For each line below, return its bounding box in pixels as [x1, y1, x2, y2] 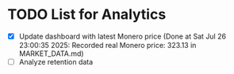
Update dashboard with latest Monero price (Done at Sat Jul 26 [18, 31, 227, 41]
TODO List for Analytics [7, 6, 167, 24]
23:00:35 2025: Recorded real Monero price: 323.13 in [18, 41, 197, 50]
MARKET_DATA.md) [18, 49, 84, 58]
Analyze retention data [18, 57, 94, 66]
